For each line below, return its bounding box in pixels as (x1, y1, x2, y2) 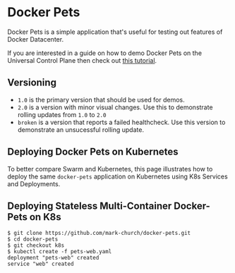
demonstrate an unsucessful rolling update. (17, 125, 145, 134)
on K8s (29, 211, 61, 223)
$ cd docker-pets (7, 236, 59, 243)
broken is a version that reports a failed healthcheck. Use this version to (17, 118, 226, 126)
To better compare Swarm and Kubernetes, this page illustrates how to (7, 164, 213, 173)
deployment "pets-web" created (7, 255, 100, 262)
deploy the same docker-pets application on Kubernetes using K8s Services (7, 172, 228, 181)
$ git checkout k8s (7, 242, 65, 249)
